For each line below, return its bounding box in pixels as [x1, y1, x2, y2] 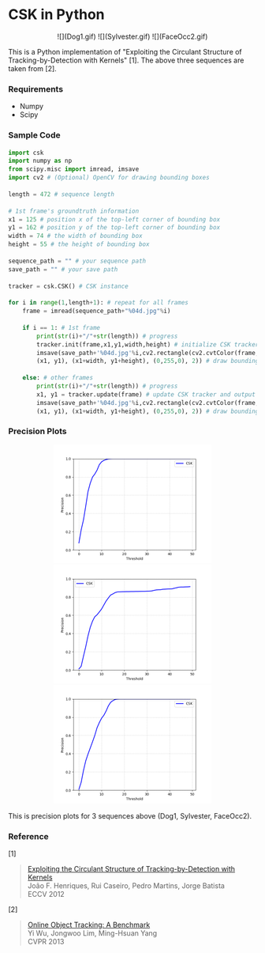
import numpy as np [8, 157, 73, 165]
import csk [8, 149, 44, 157]
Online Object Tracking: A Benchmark [27, 920, 151, 930]
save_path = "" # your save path [8, 265, 118, 274]
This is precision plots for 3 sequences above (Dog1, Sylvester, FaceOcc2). [8, 811, 252, 820]
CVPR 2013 [27, 937, 65, 947]
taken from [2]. [8, 63, 57, 73]
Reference [8, 830, 49, 841]
